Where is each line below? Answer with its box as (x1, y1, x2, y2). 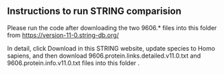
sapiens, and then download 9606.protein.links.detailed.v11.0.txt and (7, 51, 201, 60)
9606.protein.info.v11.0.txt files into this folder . (7, 58, 140, 67)
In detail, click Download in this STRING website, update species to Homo (7, 44, 215, 52)
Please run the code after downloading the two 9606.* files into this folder (7, 23, 217, 32)
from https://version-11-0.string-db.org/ (7, 31, 119, 39)
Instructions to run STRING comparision (7, 5, 182, 17)
